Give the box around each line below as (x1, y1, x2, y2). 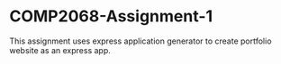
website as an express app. (9, 44, 111, 55)
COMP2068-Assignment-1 (9, 6, 213, 27)
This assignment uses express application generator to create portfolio (9, 36, 272, 46)
